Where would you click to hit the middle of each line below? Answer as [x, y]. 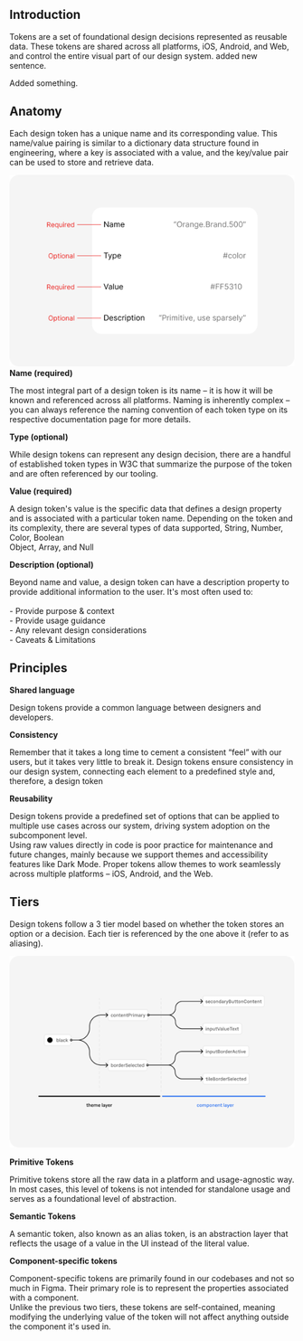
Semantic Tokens [43, 1216]
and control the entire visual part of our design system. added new [133, 56]
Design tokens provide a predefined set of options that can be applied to [145, 816]
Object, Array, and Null [52, 547]
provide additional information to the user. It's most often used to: [131, 592]
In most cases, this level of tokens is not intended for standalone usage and [150, 1189]
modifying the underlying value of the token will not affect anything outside [149, 1317]
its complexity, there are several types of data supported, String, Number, [146, 528]
